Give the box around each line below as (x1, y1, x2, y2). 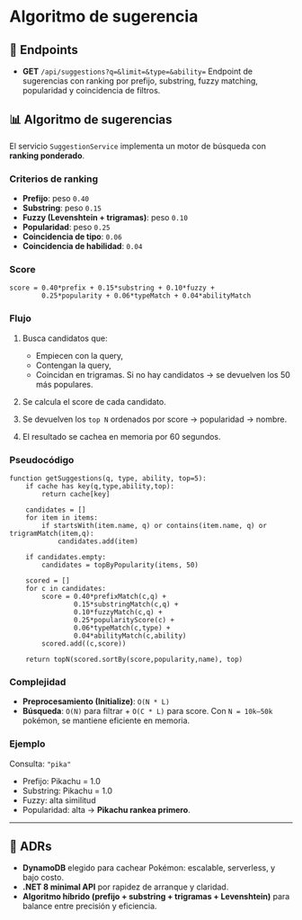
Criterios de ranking (9, 173, 99, 185)
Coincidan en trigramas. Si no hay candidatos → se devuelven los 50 (35, 369, 290, 380)
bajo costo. (22, 872, 65, 883)
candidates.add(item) (57, 537, 139, 546)
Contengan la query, (35, 360, 111, 371)
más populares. (35, 379, 93, 389)
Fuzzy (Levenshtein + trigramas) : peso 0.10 (22, 212, 189, 223)
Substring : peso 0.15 (22, 202, 102, 213)
